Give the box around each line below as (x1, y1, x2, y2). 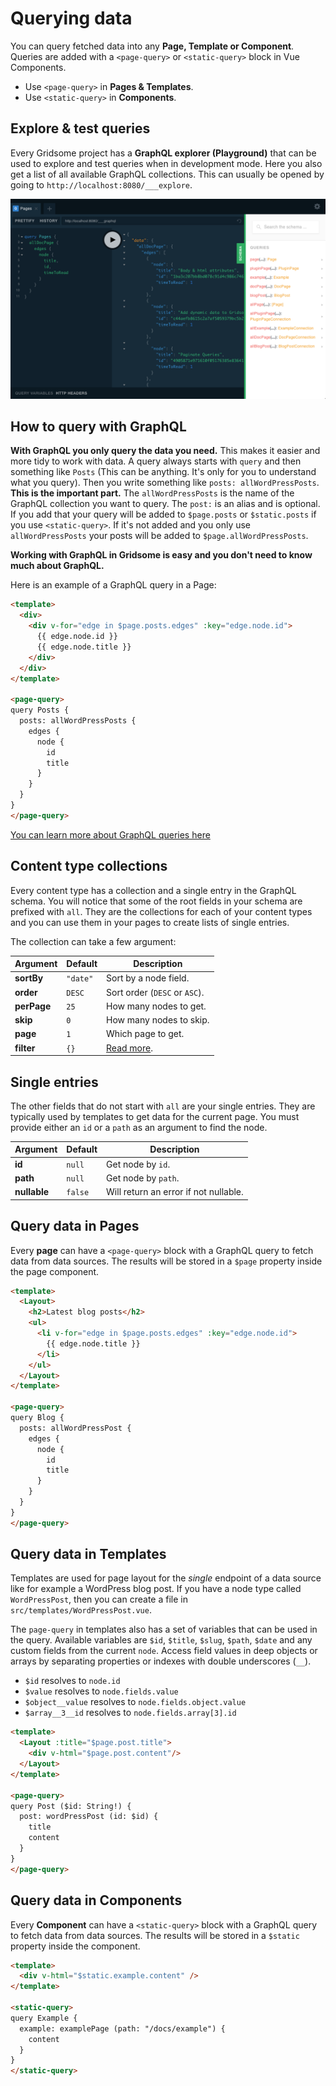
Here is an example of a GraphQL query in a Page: (10, 579, 217, 591)
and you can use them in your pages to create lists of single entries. (10, 916, 290, 928)
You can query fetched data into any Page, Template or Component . (10, 40, 295, 52)
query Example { (10, 2013, 78, 2023)
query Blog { (10, 1413, 65, 1423)
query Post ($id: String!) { (10, 1801, 132, 1811)
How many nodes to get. (106, 1000, 207, 1012)
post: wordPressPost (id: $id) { (19, 1812, 159, 1822)
